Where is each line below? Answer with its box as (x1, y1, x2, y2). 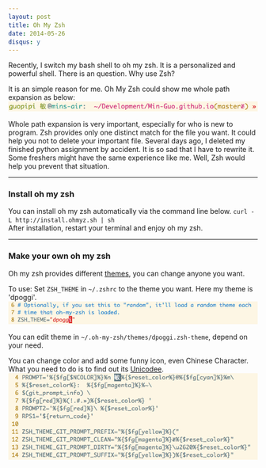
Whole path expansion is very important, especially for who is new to (8, 120, 234, 129)
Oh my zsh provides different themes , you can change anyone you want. (8, 268, 245, 278)
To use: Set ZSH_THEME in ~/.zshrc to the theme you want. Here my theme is (8, 283, 253, 293)
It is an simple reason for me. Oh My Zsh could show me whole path (8, 84, 230, 94)
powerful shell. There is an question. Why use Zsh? (8, 69, 176, 78)
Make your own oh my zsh (8, 250, 111, 261)
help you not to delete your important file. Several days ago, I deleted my (8, 136, 245, 146)
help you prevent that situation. (8, 162, 109, 171)
